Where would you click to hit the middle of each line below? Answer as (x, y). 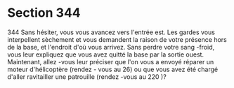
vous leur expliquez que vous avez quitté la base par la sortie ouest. (106, 54)
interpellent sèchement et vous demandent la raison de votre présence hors (117, 39)
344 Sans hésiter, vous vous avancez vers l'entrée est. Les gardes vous (111, 32)
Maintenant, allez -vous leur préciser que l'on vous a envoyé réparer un (111, 61)
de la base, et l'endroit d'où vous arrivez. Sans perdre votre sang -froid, (111, 47)
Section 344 (44, 13)
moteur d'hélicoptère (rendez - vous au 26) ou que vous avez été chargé (113, 69)
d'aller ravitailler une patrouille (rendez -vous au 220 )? (87, 76)
